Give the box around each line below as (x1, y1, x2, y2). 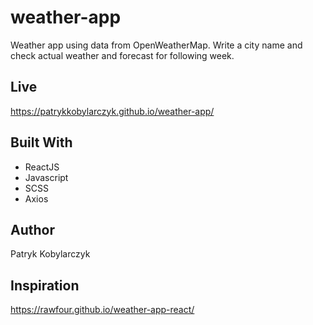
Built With (10, 134, 73, 151)
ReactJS (24, 161, 60, 173)
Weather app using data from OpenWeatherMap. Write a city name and (10, 39, 303, 51)
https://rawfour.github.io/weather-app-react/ (10, 304, 195, 316)
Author (10, 221, 55, 238)
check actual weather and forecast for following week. (10, 49, 235, 61)
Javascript (24, 171, 69, 183)
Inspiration (10, 277, 80, 294)
